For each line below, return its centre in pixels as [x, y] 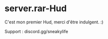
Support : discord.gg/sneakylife [36, 31]
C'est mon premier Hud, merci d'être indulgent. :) [54, 22]
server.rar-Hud [36, 9]
